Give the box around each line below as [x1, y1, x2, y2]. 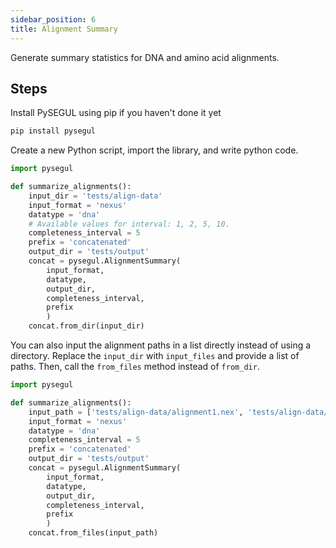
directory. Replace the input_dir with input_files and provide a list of [10, 350, 300, 362]
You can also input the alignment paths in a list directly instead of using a [10, 339, 312, 351]
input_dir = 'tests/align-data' [28, 191, 163, 201]
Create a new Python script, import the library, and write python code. [10, 144, 299, 156]
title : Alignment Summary [10, 24, 118, 34]
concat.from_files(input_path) [28, 528, 159, 538]
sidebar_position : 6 [10, 14, 97, 25]
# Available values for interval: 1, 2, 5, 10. [28, 219, 230, 229]
